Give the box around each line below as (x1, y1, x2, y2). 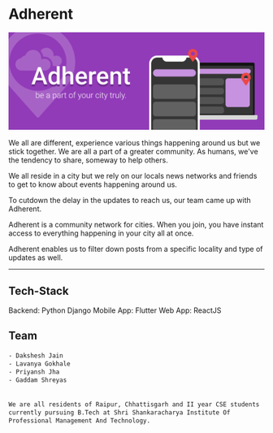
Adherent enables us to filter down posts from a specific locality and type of (8, 245, 263, 254)
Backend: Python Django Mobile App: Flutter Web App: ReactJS (8, 305, 222, 315)
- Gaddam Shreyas (8, 375, 67, 384)
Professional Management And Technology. (8, 416, 151, 425)
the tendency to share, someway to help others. (8, 155, 168, 165)
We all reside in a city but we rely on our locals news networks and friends (8, 171, 258, 181)
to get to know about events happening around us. (8, 180, 177, 189)
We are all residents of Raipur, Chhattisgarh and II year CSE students (8, 400, 260, 409)
